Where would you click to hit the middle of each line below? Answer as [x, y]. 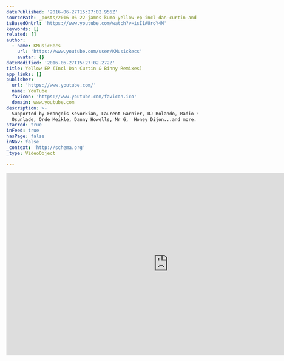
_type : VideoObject [31, 153]
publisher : [20, 80]
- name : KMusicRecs [36, 46]
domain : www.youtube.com [43, 102]
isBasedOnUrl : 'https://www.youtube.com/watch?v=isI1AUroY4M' [86, 23]
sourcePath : [21, 18]
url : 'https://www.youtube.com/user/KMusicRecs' [80, 52]
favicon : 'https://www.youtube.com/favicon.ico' [74, 97]
